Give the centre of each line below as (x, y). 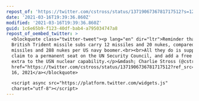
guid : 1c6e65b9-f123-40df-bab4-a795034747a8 (62, 28)
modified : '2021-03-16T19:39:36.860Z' (54, 23)
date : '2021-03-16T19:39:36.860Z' (49, 17)
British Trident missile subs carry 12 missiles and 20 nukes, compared (103, 45)
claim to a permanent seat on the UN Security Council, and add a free (102, 56)
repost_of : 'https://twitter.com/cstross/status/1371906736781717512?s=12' (102, 12)
